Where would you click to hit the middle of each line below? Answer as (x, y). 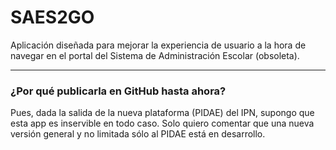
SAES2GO (52, 17)
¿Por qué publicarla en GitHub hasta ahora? (118, 91)
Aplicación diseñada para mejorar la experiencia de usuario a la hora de (158, 45)
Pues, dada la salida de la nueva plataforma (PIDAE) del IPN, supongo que (162, 113)
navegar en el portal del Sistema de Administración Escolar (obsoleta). (155, 55)
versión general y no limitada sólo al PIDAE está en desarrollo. (138, 134)
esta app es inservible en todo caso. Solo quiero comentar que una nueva (162, 123)
